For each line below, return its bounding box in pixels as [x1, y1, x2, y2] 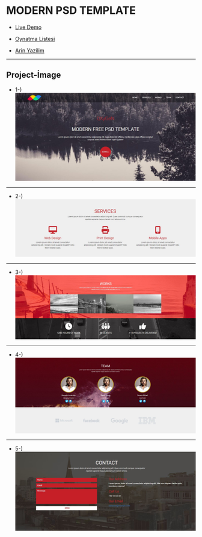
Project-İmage [6, 70, 61, 80]
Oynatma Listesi [14, 35, 55, 42]
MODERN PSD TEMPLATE [6, 4, 136, 17]
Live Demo [14, 23, 42, 31]
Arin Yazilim [14, 46, 45, 54]
